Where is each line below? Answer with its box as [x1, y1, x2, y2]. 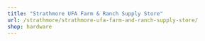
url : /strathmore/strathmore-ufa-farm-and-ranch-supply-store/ [7, 17, 199, 24]
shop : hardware [7, 23, 52, 30]
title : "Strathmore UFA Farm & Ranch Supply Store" [7, 10, 163, 17]
